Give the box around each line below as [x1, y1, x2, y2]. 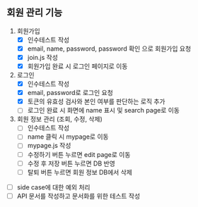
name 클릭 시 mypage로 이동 [27, 132, 109, 141]
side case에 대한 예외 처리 [16, 182, 91, 192]
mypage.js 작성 [27, 142, 71, 150]
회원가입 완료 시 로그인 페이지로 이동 [27, 62, 128, 70]
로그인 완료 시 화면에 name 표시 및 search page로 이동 [27, 106, 180, 115]
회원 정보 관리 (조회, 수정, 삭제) [16, 115, 103, 123]
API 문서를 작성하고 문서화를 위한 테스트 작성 [16, 192, 141, 200]
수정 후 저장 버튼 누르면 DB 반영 [27, 159, 116, 168]
